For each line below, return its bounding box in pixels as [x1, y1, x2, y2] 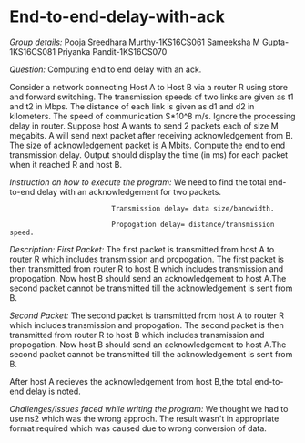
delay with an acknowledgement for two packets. [36, 186, 221, 197]
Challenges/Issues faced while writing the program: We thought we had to [9, 403, 289, 414]
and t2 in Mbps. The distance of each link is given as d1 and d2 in [9, 100, 255, 111]
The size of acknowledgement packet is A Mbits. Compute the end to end [9, 139, 286, 150]
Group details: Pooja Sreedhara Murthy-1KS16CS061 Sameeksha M [9, 36, 261, 47]
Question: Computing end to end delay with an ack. [9, 64, 202, 75]
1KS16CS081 [9, 46, 56, 57]
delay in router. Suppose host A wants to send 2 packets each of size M [9, 120, 280, 131]
